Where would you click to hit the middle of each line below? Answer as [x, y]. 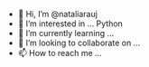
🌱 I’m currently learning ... [66, 33]
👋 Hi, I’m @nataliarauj [57, 14]
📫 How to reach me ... [60, 53]
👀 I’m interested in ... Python [70, 24]
